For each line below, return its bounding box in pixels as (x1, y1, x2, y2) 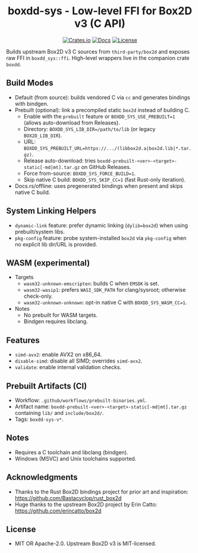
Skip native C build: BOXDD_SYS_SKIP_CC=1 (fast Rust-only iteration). (23, 176, 186, 183)
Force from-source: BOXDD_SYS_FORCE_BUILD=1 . (23, 170, 136, 177)
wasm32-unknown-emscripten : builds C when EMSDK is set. (23, 280, 159, 287)
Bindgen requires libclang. (23, 318, 88, 325)
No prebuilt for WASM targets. (23, 311, 98, 319)
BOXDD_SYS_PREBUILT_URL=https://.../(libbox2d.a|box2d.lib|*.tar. (23, 145, 192, 151)
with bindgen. (14, 100, 49, 107)
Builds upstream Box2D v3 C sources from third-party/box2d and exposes (6, 48, 190, 55)
